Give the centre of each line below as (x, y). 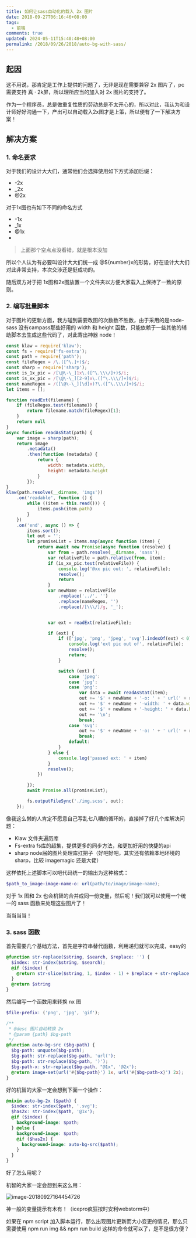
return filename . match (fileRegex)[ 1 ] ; (74, 411)
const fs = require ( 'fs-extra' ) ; (47, 351)
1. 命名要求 (21, 157)
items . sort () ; (44, 531)
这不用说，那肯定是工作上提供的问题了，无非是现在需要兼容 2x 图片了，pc (95, 84)
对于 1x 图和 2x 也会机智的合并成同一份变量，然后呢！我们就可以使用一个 (94, 896)
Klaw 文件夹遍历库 (36, 838)
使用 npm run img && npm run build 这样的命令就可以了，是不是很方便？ (103, 1229)
